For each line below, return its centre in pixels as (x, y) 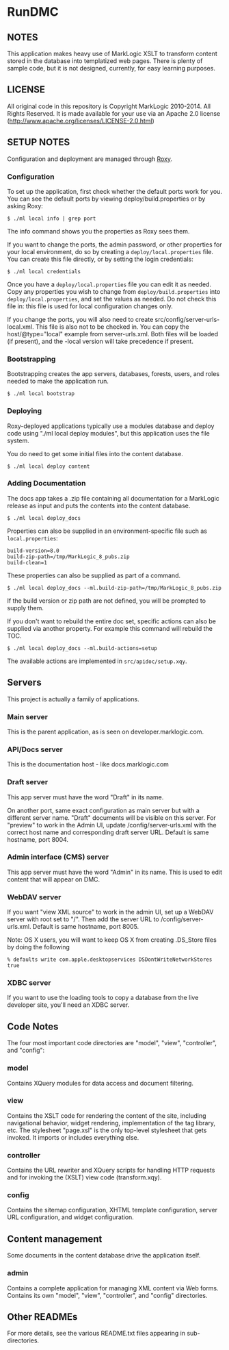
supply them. (26, 608)
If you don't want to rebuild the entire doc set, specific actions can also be (112, 621)
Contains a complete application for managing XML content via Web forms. (113, 1288)
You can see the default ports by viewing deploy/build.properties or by (106, 199)
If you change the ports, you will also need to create (80, 319)
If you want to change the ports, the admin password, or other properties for (114, 245)
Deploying (25, 411)
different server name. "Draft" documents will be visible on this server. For (112, 817)
